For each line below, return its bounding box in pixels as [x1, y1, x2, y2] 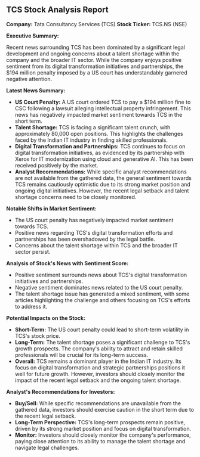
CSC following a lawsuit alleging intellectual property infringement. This [14, 104, 191, 112]
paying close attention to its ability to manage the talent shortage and [14, 437, 186, 444]
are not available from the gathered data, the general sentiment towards [14, 174, 192, 181]
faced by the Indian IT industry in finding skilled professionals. [14, 136, 168, 144]
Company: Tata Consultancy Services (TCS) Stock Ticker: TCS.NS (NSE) [6, 20, 187, 27]
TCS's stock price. [14, 332, 61, 339]
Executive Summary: [6, 32, 59, 39]
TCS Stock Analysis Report [6, 5, 109, 15]
